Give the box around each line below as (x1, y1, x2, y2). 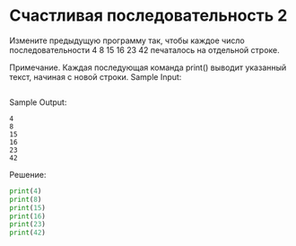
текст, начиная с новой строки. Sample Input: (9, 71, 182, 82)
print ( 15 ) (9, 203, 47, 212)
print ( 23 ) (9, 220, 47, 229)
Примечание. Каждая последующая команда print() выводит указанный (9, 62, 287, 73)
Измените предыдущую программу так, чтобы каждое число (9, 35, 245, 46)
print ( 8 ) (9, 195, 42, 204)
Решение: (9, 169, 47, 180)
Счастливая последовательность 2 (9, 5, 288, 26)
